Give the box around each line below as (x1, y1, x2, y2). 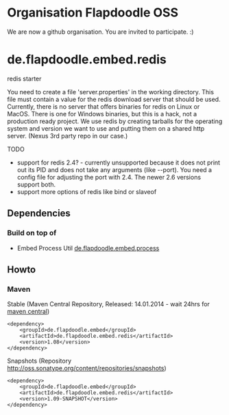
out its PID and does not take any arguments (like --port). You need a (16, 165, 213, 173)
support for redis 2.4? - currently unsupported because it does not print (16, 158, 221, 167)
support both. (16, 180, 56, 189)
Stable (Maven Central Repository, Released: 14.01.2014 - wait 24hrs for (7, 300, 210, 308)
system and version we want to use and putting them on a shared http (7, 124, 205, 132)
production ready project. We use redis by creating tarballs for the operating (7, 117, 223, 125)
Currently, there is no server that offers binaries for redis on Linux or (7, 102, 200, 111)
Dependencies (7, 208, 71, 220)
